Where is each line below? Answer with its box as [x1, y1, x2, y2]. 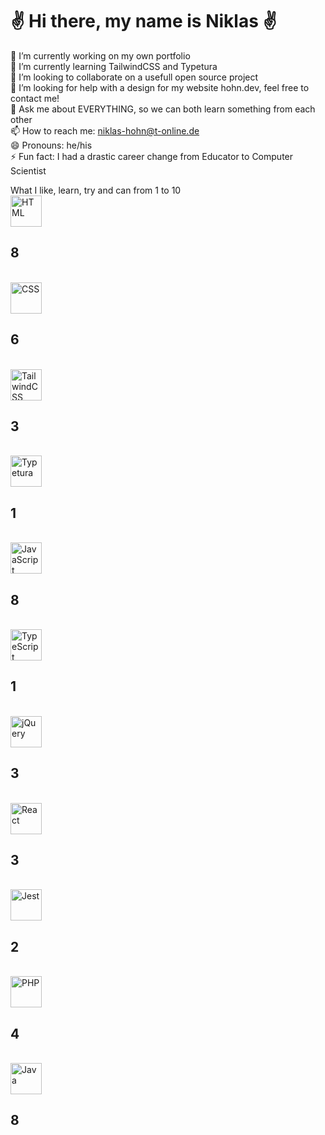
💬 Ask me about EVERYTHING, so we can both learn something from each [10, 103, 316, 115]
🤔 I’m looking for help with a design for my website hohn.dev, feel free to [10, 81, 310, 93]
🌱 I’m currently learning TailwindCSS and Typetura [10, 60, 218, 72]
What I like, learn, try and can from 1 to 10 [10, 184, 182, 196]
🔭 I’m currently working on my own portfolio [10, 49, 191, 62]
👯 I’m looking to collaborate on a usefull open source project [10, 71, 259, 83]
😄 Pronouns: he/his [10, 139, 93, 151]
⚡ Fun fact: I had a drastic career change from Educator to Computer [10, 150, 294, 162]
